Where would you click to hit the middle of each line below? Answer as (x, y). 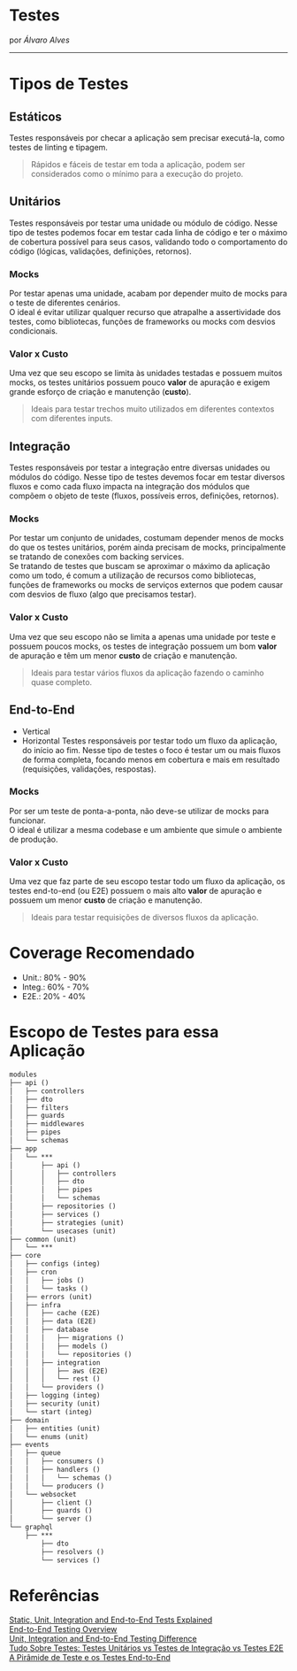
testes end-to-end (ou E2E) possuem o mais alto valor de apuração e (136, 891)
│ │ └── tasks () (49, 1289)
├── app (23, 1148)
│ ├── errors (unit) (51, 1297)
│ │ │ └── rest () (55, 1379)
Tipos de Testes (69, 84)
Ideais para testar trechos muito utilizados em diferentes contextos (152, 409)
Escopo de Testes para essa (114, 1032)
